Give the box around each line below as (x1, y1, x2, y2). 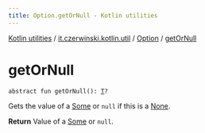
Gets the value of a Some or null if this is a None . (8, 101, 171, 111)
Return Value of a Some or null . (8, 116, 114, 126)
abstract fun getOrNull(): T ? (8, 87, 109, 95)
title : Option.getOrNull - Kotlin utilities (8, 11, 158, 20)
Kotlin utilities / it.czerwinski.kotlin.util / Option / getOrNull (8, 33, 197, 43)
